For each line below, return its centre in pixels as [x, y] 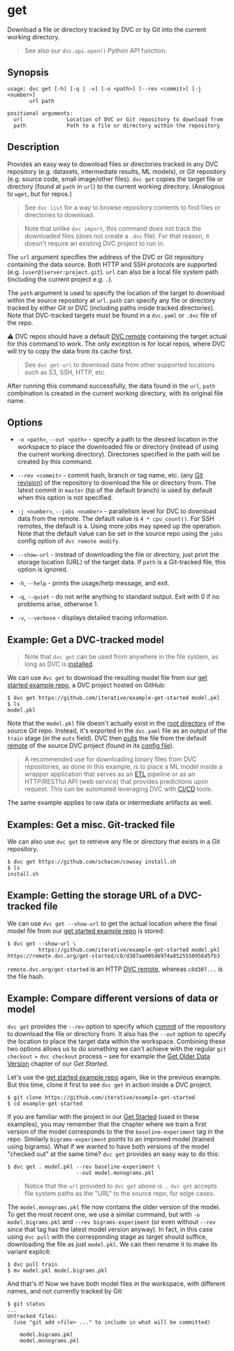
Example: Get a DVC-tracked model [86, 640]
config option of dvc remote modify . [69, 541]
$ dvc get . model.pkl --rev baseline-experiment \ [84, 1167]
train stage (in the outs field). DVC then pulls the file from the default [107, 738]
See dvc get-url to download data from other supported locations [119, 365]
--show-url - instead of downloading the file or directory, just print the [118, 555]
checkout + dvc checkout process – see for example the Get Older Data [109, 1056]
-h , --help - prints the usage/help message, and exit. [93, 583]
